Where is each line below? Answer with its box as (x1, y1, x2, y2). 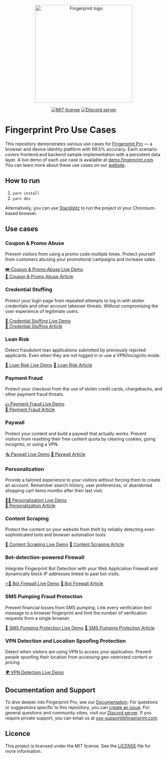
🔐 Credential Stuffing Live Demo (5, 318, 71, 324)
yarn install (12, 191, 40, 196)
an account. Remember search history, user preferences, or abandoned (5, 482, 153, 488)
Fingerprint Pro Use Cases (5, 124, 116, 136)
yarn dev (12, 196, 31, 201)
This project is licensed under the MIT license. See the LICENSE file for (5, 742, 151, 748)
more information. (5, 748, 42, 754)
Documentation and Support (5, 686, 96, 694)
